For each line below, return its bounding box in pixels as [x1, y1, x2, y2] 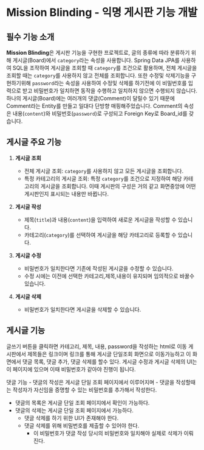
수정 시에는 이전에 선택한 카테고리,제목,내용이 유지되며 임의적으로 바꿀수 [24, 272, 195, 279]
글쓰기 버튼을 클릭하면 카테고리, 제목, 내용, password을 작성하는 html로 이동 [6, 342, 187, 350]
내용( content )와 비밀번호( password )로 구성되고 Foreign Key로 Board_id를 [12, 110, 188, 117]
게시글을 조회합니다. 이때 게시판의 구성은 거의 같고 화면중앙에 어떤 [40, 182, 196, 189]
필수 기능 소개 [6, 32, 55, 42]
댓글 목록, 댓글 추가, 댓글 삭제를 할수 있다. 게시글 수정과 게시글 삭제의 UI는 [22, 357, 197, 365]
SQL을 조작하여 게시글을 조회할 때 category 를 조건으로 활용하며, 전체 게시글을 [12, 65, 197, 71]
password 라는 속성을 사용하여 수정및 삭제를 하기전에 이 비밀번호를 [32, 80, 187, 86]
